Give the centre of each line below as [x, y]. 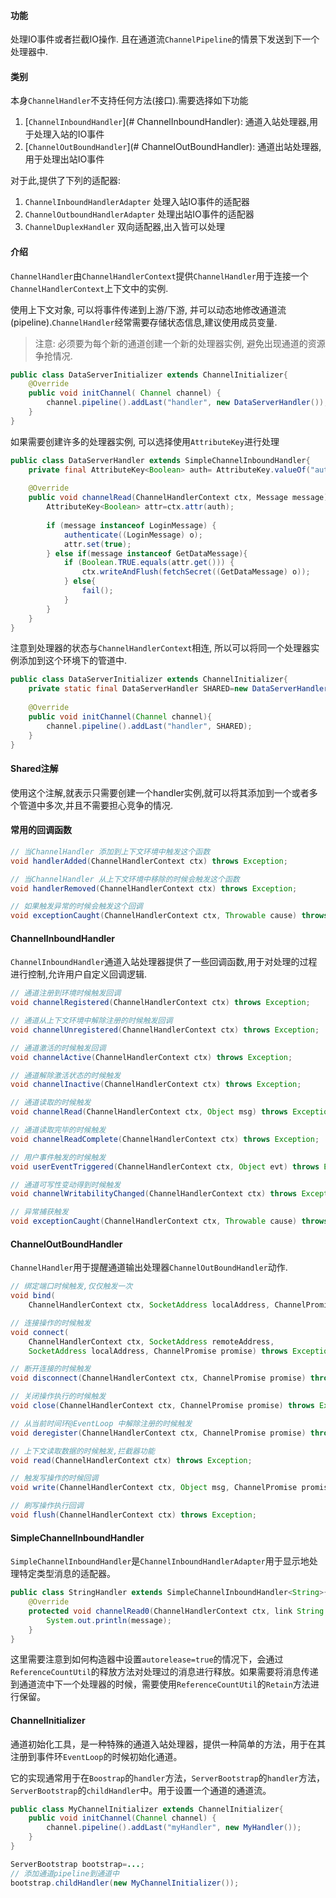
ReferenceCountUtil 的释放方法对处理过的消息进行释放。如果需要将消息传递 [164, 1672]
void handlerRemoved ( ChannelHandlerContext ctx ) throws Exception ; [154, 888]
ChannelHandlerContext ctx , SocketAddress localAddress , [149, 1305]
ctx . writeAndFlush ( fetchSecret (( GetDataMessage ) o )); [196, 572]
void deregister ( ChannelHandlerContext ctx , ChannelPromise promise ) [158, 1433]
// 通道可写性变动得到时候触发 [66, 1185]
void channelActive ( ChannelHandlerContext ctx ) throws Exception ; [151, 1057]
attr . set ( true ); [97, 544]
